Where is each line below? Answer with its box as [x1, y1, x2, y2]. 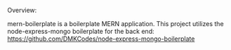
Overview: [7, 6, 37, 14]
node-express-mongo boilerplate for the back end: [7, 27, 154, 35]
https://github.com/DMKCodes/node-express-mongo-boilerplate [7, 35, 195, 43]
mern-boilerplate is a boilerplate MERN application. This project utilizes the [7, 20, 224, 27]
